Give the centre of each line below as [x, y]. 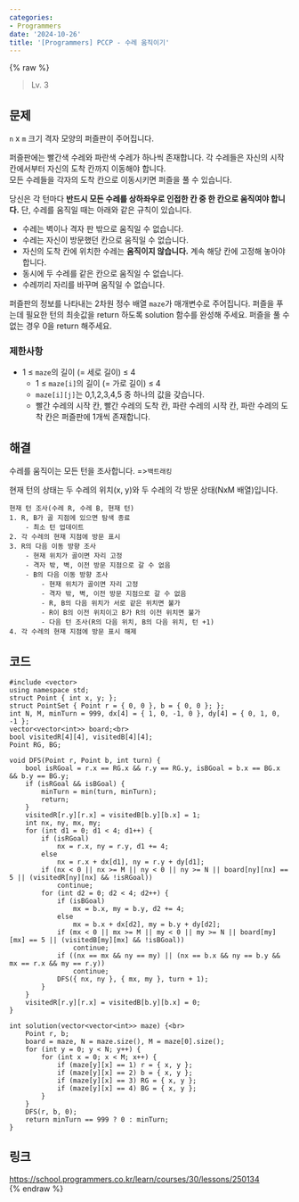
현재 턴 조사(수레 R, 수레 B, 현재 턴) [72, 509]
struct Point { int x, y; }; [63, 698]
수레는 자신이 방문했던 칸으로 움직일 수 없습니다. [105, 240]
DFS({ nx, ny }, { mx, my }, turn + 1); [133, 979]
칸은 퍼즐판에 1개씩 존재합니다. [98, 417]
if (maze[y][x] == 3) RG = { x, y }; [127, 1081]
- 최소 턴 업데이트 [55, 527]
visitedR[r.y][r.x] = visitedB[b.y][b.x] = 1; [113, 815]
